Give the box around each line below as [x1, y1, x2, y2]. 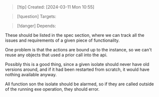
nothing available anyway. [5, 72, 57, 77]
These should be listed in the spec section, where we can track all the [5, 32, 144, 38]
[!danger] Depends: [16, 23, 56, 29]
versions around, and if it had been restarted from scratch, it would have [5, 66, 150, 72]
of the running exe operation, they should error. [5, 86, 100, 92]
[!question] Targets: [16, 14, 57, 19]
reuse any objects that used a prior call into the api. [5, 52, 108, 58]
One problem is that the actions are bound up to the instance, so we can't [5, 47, 152, 52]
